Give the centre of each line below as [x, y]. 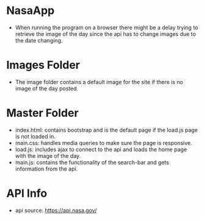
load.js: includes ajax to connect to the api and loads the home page [101, 149]
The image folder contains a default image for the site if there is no [99, 82]
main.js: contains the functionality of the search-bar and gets [92, 162]
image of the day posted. [47, 88]
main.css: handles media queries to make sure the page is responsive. [104, 143]
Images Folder [43, 65]
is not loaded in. [35, 136]
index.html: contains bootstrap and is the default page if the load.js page [107, 130]
